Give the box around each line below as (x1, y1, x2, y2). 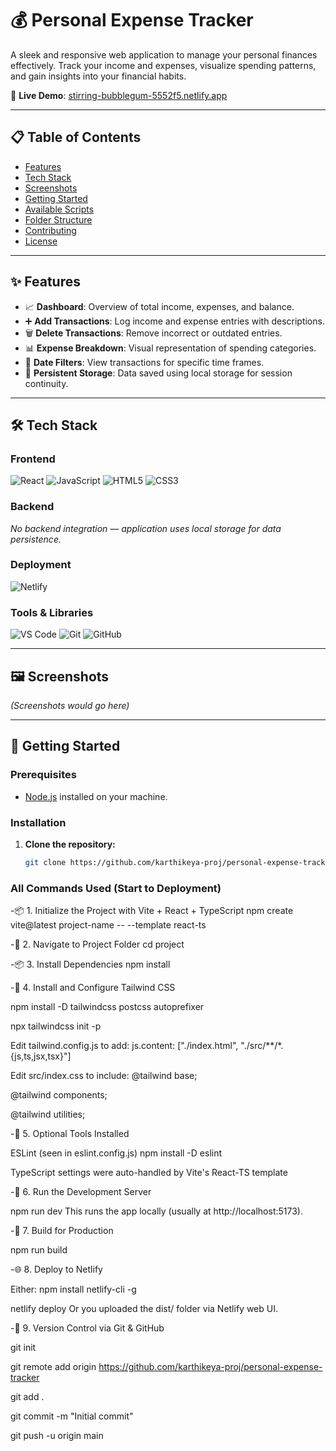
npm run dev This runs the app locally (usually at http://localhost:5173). (10, 1205, 303, 1217)
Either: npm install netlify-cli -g (10, 1283, 137, 1296)
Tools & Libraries (10, 605, 94, 619)
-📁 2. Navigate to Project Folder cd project (10, 938, 185, 951)
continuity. (24, 377, 69, 389)
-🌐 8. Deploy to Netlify (10, 1263, 103, 1276)
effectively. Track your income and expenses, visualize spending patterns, (10, 59, 317, 71)
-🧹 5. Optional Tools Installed (10, 1128, 130, 1140)
